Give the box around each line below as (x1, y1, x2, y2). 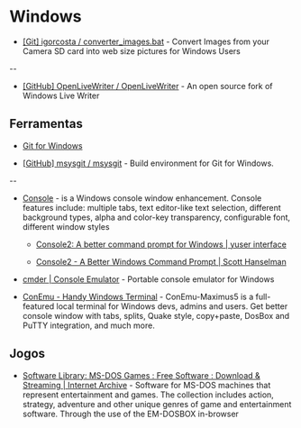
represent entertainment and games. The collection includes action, (22, 389, 275, 400)
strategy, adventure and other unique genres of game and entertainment (22, 398, 292, 409)
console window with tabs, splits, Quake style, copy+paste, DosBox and (22, 310, 290, 321)
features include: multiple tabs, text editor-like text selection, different (22, 202, 281, 213)
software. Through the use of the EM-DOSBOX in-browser (22, 408, 239, 419)
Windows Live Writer (22, 90, 100, 101)
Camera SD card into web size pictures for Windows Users (22, 45, 241, 56)
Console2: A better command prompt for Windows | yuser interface (35, 239, 287, 250)
